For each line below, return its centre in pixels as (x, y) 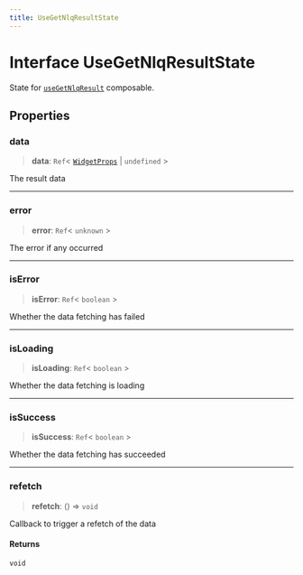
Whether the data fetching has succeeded (87, 454)
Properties (40, 115)
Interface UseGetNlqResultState (132, 62)
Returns (25, 544)
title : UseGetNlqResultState (64, 18)
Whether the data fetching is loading (77, 385)
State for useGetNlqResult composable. (82, 88)
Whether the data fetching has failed (77, 316)
